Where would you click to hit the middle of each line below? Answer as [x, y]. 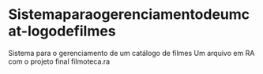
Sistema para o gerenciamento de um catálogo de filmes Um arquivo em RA [131, 53]
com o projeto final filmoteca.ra [59, 61]
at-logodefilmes [62, 31]
